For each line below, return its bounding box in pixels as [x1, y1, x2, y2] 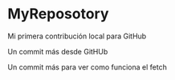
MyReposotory [7, 5, 109, 23]
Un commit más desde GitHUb [7, 46, 108, 56]
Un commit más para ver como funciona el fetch [7, 62, 168, 72]
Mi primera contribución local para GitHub [7, 31, 147, 41]
